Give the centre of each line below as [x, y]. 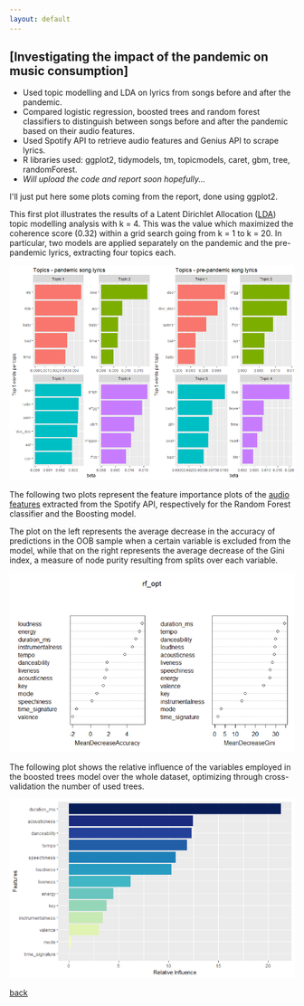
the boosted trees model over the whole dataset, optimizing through [136, 776]
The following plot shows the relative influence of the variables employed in [150, 767]
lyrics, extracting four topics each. [112, 252]
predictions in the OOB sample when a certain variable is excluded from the [150, 541]
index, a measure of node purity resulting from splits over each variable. [144, 560]
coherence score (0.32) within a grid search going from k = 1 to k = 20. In [146, 233]
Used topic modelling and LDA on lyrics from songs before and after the [157, 93]
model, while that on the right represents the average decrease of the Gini [147, 551]
